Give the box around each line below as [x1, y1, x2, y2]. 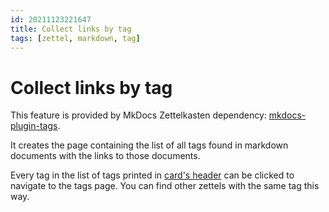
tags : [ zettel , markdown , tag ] [10, 33, 141, 43]
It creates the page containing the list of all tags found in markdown [10, 139, 289, 151]
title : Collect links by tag [10, 24, 132, 34]
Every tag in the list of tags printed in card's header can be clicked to [10, 169, 295, 181]
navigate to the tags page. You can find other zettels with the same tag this [10, 180, 320, 192]
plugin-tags [10, 120, 58, 132]
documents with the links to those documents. [10, 150, 201, 162]
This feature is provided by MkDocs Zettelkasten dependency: [10, 109, 267, 121]
